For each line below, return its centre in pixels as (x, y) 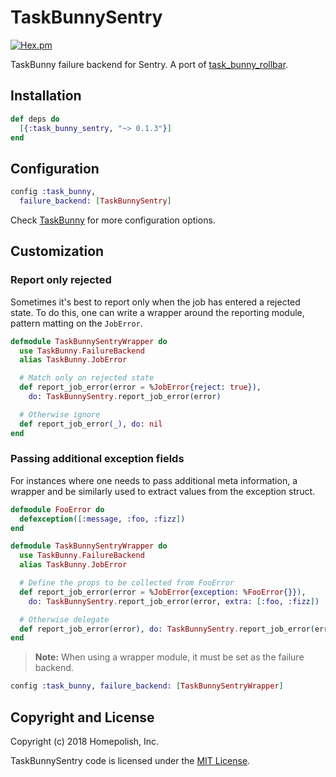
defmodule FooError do (57, 509)
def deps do (35, 119)
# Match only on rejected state (87, 378)
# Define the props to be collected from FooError (127, 583)
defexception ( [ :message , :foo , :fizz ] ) (102, 519)
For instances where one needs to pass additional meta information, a (154, 480)
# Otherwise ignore (60, 414)
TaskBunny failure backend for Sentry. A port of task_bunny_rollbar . (149, 64)
